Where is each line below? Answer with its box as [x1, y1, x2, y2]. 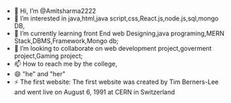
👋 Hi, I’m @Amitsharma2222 [13, 7, 97, 15]
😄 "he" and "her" [13, 70, 66, 78]
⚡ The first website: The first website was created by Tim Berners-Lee [13, 78, 219, 86]
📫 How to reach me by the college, [13, 60, 118, 68]
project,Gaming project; [13, 51, 83, 60]
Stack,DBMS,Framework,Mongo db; [13, 37, 119, 45]
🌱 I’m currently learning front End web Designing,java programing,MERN [13, 29, 225, 37]
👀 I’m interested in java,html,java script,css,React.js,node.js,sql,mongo [13, 14, 219, 23]
